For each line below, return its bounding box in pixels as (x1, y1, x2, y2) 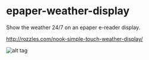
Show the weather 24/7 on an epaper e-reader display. (6, 24, 141, 31)
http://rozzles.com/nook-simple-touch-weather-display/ (6, 35, 144, 42)
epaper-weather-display (6, 4, 129, 18)
